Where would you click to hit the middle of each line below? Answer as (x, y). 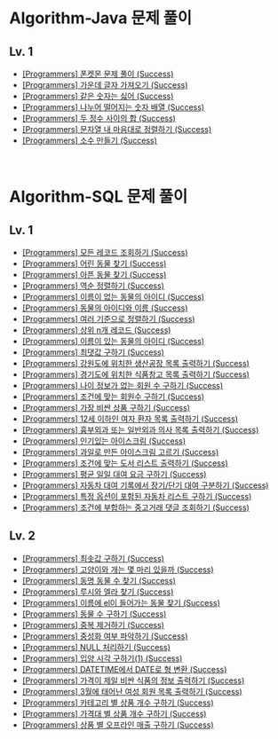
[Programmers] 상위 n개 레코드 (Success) (96, 330)
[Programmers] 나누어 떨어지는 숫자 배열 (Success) (113, 107)
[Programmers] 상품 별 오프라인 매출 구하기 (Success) (118, 725)
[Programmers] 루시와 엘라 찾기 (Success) (98, 592)
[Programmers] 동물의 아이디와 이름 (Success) (105, 308)
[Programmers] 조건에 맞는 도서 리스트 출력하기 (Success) (125, 463)
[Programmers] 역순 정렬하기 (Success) (93, 286)
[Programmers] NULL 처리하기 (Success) (96, 647)
